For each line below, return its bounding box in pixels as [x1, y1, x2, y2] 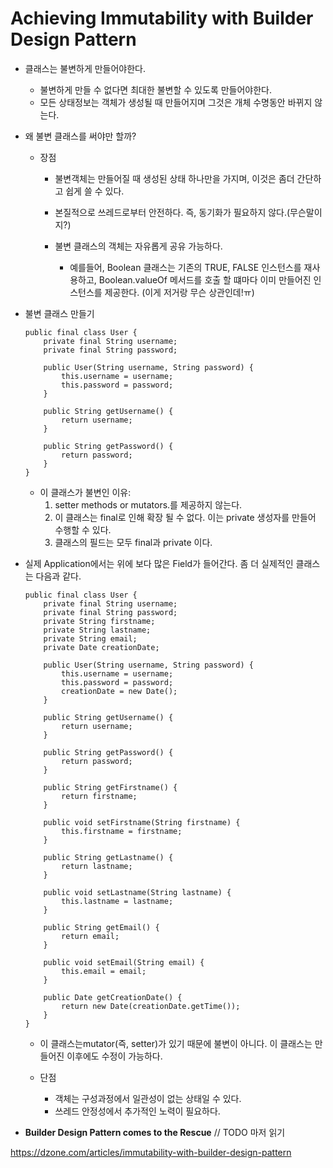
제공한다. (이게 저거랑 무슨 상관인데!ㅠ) [104, 286, 255, 298]
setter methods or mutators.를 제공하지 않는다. [54, 498, 243, 511]
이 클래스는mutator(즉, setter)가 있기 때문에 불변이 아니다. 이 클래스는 [39, 1037, 313, 1049]
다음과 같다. [35, 570, 82, 582]
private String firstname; [43, 616, 156, 626]
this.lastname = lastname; [61, 896, 174, 906]
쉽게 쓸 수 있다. [65, 185, 125, 197]
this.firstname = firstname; [61, 826, 183, 836]
